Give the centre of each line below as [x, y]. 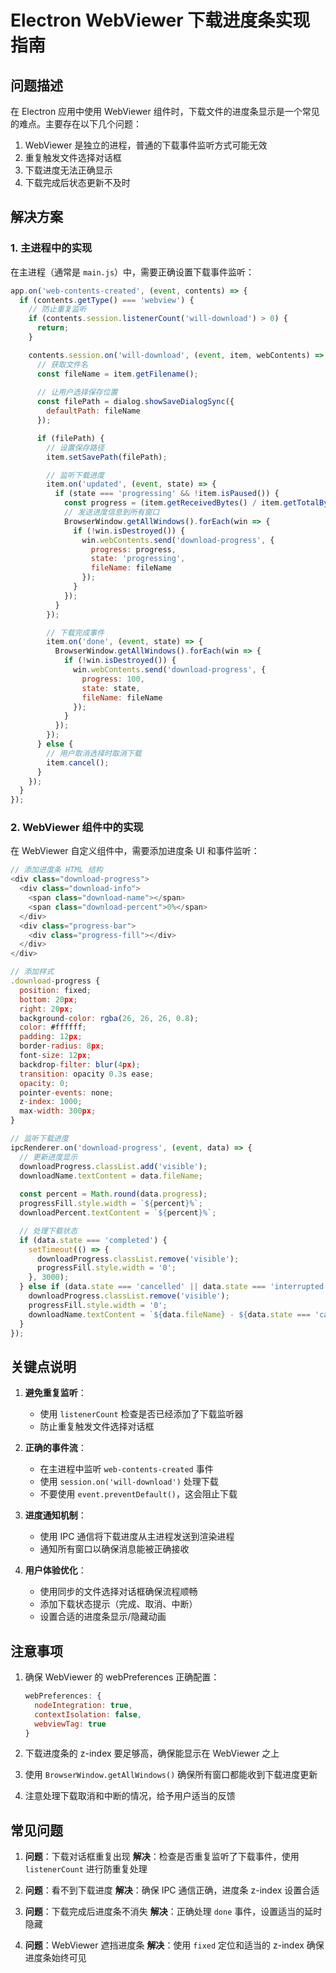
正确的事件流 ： [55, 1448]
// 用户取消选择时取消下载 [94, 753]
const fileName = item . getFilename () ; [117, 374]
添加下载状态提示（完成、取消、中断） [118, 1604]
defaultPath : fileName [93, 411]
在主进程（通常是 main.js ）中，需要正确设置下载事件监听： [132, 272]
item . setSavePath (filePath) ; [107, 457]
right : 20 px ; [46, 1009]
